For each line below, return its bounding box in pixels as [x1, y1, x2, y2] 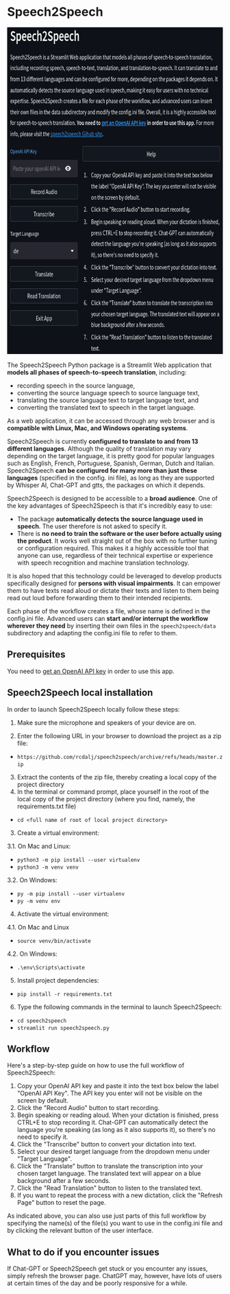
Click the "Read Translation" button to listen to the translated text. [16, 1184, 203, 1192]
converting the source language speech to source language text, [16, 388, 200, 397]
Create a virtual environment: [16, 828, 99, 837]
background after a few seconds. [16, 1177, 111, 1185]
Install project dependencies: [16, 976, 99, 985]
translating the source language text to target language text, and [16, 396, 199, 404]
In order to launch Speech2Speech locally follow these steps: [7, 705, 180, 714]
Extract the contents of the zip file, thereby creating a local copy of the [16, 773, 217, 781]
